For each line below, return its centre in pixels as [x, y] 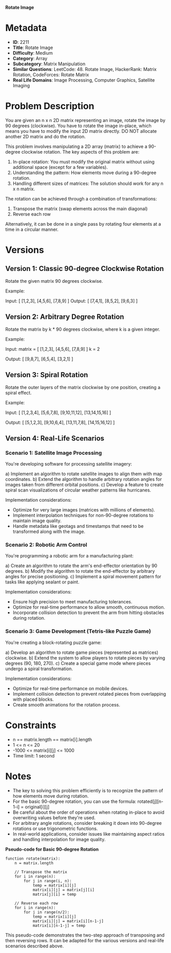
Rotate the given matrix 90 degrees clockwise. [54, 281]
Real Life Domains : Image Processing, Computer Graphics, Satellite [84, 80]
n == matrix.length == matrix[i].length [52, 739]
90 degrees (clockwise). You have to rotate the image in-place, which [78, 126]
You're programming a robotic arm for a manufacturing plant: [69, 556]
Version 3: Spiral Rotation [47, 375]
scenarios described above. [34, 946]
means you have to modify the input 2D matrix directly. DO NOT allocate [81, 131]
